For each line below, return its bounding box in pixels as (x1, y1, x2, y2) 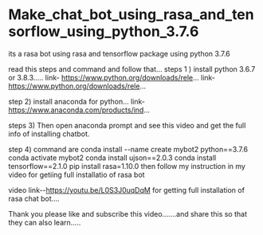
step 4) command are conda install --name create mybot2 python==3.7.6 (8, 144, 249, 154)
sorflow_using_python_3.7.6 (8, 22, 199, 41)
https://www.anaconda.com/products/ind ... (8, 105, 150, 115)
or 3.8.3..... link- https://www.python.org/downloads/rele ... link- (8, 72, 216, 82)
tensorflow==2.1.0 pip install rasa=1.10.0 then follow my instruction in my (8, 161, 245, 170)
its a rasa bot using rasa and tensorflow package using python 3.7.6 (8, 49, 231, 58)
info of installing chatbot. (8, 129, 90, 139)
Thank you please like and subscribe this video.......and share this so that (8, 209, 247, 218)
